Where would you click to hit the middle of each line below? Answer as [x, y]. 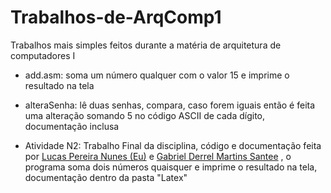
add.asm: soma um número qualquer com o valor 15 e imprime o [157, 75]
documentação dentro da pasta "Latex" [106, 177]
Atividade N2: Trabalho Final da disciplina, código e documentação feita [173, 145]
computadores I [43, 55]
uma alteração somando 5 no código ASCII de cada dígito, [145, 115]
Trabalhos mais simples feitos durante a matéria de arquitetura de [146, 45]
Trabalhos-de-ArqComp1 [116, 17]
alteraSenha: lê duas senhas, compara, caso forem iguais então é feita [170, 105]
